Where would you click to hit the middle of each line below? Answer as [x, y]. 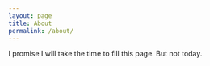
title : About [30, 23]
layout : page [30, 16]
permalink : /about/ [41, 31]
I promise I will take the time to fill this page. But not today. [105, 54]
